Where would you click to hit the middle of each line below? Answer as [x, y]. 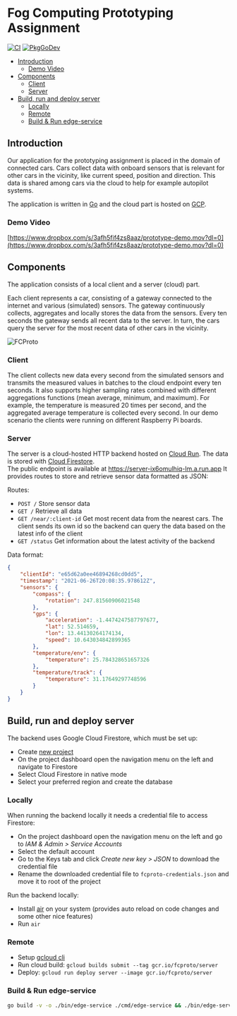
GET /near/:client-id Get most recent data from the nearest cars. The [120, 519]
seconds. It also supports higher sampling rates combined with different [112, 390]
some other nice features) [55, 916]
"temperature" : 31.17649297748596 [96, 679]
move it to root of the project [59, 881]
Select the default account [56, 851]
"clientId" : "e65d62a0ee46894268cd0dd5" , [81, 574]
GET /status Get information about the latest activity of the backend [116, 541]
